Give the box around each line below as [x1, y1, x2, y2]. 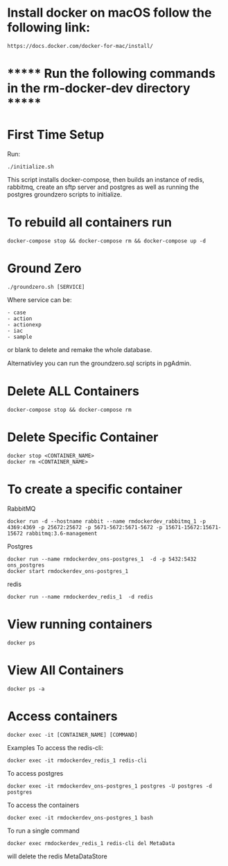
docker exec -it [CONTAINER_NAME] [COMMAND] [7, 731, 138, 738]
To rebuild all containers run [7, 215, 172, 231]
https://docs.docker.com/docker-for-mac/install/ [7, 42, 154, 49]
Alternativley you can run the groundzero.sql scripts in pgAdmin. [7, 359, 192, 367]
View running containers [7, 616, 152, 632]
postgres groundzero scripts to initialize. [7, 190, 123, 199]
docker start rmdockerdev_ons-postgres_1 [7, 567, 129, 574]
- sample [7, 333, 33, 340]
